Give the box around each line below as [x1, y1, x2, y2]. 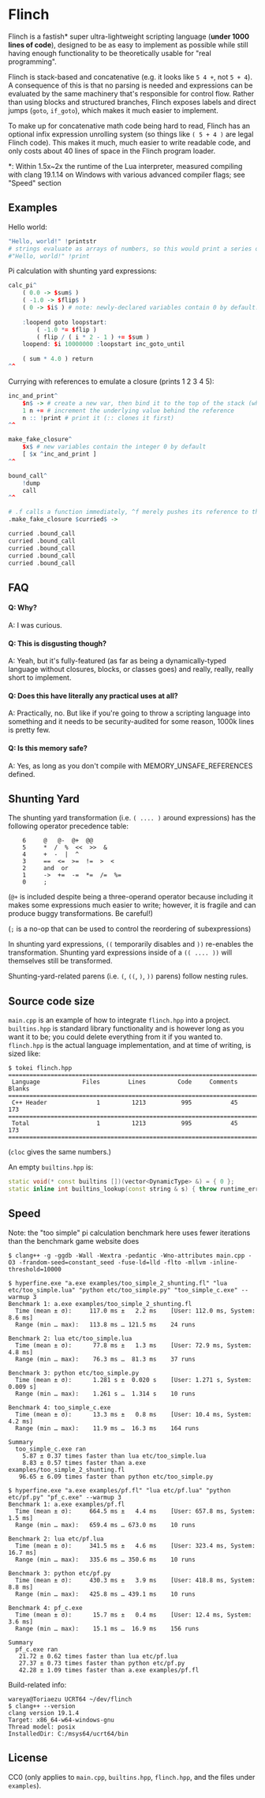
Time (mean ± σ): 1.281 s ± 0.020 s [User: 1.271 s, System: [15, 1376, 252, 1383]
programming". [8, 57, 57, 66]
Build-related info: [8, 1680, 67, 1689]
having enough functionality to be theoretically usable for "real [8, 48, 211, 58]
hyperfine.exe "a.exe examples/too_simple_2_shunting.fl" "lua [15, 1279, 227, 1287]
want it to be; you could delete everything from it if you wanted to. [8, 1032, 223, 1042]
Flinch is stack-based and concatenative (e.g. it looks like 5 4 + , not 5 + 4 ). [8, 72, 252, 81]
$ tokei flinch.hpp [8, 1064, 73, 1072]
